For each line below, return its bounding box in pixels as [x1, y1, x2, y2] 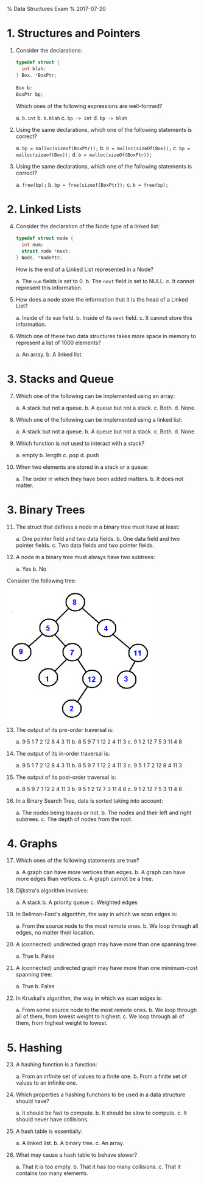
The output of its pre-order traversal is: [15, 726, 114, 733]
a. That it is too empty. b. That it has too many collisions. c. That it [15, 1163, 181, 1171]
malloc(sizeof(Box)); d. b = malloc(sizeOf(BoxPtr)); [15, 151, 152, 158]
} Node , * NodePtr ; [15, 255, 63, 261]
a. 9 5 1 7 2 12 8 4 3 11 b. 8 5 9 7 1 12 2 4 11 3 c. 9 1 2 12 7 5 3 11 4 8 [15, 738, 182, 745]
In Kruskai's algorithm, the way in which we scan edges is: [15, 994, 163, 1002]
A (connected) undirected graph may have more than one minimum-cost [15, 964, 198, 972]
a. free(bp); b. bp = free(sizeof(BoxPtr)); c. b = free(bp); [15, 181, 169, 189]
